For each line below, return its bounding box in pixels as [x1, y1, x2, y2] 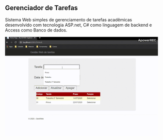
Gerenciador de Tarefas [5, 4, 78, 12]
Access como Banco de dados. [5, 27, 67, 33]
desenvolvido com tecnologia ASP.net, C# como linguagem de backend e [5, 22, 152, 28]
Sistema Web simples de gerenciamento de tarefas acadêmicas [5, 17, 132, 22]
